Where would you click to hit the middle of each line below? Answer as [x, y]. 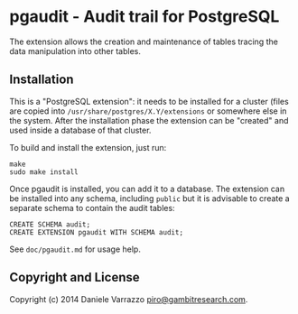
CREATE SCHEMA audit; [50, 224]
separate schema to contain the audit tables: [92, 208]
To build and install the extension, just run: [88, 147]
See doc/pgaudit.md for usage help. [75, 249]
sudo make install [44, 172]
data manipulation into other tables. [75, 51]
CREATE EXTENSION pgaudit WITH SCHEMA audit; [96, 232]
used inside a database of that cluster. [80, 130]
